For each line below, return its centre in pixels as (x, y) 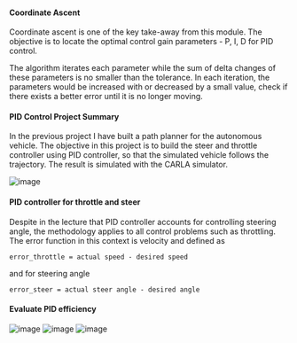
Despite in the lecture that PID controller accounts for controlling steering (143, 222)
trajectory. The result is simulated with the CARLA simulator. (119, 165)
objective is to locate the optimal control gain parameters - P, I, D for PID (141, 42)
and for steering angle (50, 273)
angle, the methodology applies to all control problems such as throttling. (143, 231)
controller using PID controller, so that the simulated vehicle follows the (139, 155)
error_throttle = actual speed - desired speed (99, 257)
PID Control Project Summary (64, 116)
